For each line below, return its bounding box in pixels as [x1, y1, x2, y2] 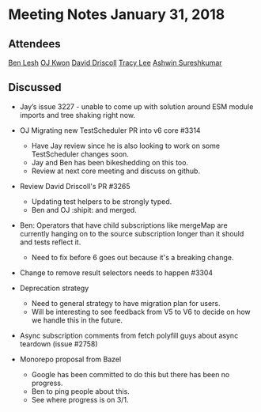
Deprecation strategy [19, 283, 89, 293]
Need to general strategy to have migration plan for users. [31, 298, 221, 308]
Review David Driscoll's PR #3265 [19, 181, 130, 191]
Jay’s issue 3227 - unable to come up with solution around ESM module [19, 101, 254, 112]
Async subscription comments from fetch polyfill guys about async [19, 331, 239, 340]
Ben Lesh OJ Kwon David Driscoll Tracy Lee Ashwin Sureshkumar [8, 58, 223, 67]
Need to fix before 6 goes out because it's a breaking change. [31, 252, 234, 262]
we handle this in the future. [31, 315, 123, 325]
